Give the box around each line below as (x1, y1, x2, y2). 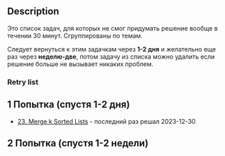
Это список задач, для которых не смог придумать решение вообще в (7, 24, 218, 32)
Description (7, 6, 59, 17)
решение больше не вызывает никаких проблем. (7, 59, 154, 68)
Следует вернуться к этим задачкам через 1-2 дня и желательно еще (7, 45, 217, 53)
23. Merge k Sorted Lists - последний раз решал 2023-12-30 (17, 117, 196, 125)
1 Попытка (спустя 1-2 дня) (7, 99, 130, 111)
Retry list (7, 77, 38, 86)
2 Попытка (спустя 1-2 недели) (7, 137, 148, 149)
